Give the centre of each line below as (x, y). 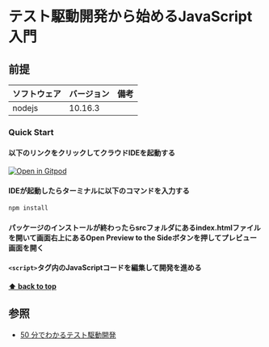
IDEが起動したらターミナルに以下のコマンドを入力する (99, 190)
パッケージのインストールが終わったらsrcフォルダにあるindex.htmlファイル (134, 227)
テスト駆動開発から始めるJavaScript (130, 17)
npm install (28, 208)
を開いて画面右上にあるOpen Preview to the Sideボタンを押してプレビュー (132, 237)
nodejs (25, 108)
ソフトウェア (37, 94)
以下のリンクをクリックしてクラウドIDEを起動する (92, 152)
